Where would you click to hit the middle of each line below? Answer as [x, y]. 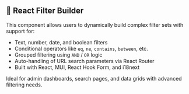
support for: [20, 31]
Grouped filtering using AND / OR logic [58, 55]
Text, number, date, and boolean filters [61, 42]
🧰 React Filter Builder [45, 11]
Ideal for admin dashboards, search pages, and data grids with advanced [94, 78]
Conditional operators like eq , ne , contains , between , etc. [81, 48]
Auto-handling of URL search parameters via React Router [84, 61]
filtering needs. [24, 85]
